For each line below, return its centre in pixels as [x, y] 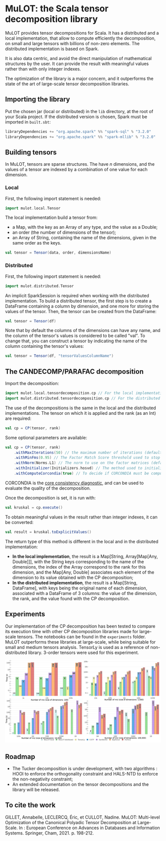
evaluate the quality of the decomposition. [48, 488]
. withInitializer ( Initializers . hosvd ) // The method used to [78, 468]
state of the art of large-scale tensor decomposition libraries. [67, 84]
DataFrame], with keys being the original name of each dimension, [80, 588]
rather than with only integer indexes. [43, 69]
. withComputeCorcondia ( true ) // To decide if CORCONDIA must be [82, 474]
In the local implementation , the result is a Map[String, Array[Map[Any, [85, 556]
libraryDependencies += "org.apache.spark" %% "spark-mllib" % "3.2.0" [80, 137]
